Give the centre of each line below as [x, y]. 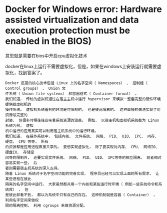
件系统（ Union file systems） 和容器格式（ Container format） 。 [72, 94]
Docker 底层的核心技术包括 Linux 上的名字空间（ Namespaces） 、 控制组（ [76, 83]
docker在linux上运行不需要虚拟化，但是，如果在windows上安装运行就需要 [81, 66]
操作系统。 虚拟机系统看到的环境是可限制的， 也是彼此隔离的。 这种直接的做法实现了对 [83, 110]
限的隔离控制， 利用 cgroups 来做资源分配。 [46, 205]
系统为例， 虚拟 [19, 126]
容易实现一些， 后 [21, 163]
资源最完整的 [16, 115]
